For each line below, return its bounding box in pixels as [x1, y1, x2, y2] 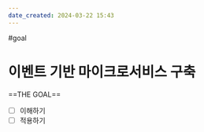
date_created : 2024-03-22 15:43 [8, 11, 114, 20]
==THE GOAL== [8, 90, 61, 99]
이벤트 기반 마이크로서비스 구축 [8, 63, 196, 81]
